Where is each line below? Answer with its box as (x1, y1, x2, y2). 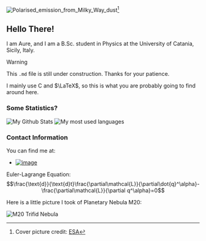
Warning (6, 58, 28, 66)
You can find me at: (6, 147, 56, 155)
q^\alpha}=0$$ (126, 187, 165, 195)
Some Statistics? (6, 104, 58, 113)
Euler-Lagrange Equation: (6, 171, 71, 178)
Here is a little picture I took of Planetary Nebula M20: (6, 199, 142, 206)
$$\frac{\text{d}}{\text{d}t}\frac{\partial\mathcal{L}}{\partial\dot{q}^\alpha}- (6, 180, 200, 188)
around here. (6, 89, 39, 96)
